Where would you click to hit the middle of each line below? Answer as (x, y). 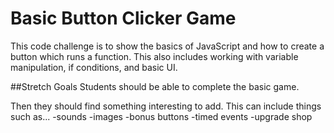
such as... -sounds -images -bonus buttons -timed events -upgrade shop (161, 116)
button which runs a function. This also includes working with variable (154, 56)
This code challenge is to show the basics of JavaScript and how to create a (167, 46)
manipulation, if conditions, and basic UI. (94, 67)
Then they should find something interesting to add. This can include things (166, 106)
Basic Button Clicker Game (123, 18)
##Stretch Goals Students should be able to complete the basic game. (155, 86)
